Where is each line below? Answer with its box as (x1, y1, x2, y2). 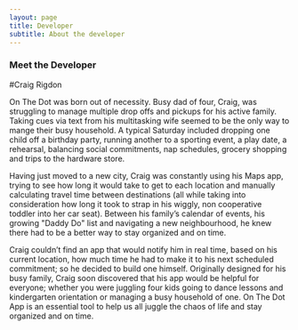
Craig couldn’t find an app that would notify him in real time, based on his (9, 244, 278, 254)
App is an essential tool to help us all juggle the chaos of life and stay (9, 301, 262, 311)
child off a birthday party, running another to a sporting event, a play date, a (9, 134, 287, 145)
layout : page (9, 12, 58, 22)
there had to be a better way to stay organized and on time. (9, 227, 227, 237)
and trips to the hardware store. (9, 153, 125, 164)
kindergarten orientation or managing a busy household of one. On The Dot (9, 291, 286, 302)
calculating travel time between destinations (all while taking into (9, 189, 246, 200)
